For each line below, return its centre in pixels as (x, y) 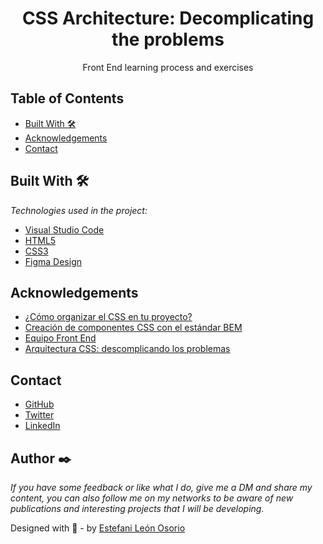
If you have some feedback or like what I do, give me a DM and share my (161, 487)
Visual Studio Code (64, 229)
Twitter (39, 415)
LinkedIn (42, 426)
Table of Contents (67, 98)
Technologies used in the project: (79, 210)
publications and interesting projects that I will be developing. (137, 508)
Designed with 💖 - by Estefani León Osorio (98, 528)
